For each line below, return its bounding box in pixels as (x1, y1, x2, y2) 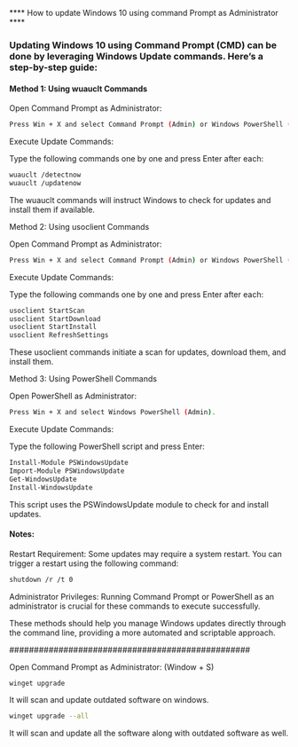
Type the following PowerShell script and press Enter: (9, 441, 206, 452)
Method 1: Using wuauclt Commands (9, 83, 148, 94)
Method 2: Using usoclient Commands (9, 221, 150, 232)
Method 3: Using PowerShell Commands (9, 373, 158, 384)
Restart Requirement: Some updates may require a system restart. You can (9, 548, 282, 559)
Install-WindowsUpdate (9, 483, 93, 491)
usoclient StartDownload (9, 314, 101, 323)
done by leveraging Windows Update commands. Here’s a (9, 50, 263, 62)
